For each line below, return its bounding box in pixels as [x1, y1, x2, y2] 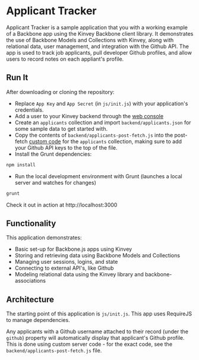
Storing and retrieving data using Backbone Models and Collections [14, 252, 180, 259]
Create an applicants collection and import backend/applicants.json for [14, 119, 191, 126]
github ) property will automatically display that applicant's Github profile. [6, 334, 185, 342]
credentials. [14, 106, 44, 113]
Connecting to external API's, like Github [14, 264, 114, 271]
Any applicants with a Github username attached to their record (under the [6, 328, 189, 335]
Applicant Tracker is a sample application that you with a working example [6, 24, 188, 31]
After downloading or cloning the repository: [6, 88, 115, 96]
